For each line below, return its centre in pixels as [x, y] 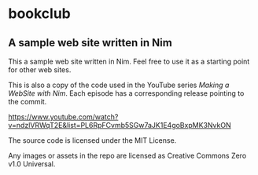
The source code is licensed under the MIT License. [92, 140]
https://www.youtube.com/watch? [63, 117]
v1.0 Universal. [32, 164]
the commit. [28, 102]
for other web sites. [40, 70]
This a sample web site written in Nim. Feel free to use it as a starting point [129, 61]
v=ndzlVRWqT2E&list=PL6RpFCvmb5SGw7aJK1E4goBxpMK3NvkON [120, 125]
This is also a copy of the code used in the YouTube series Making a [119, 85]
